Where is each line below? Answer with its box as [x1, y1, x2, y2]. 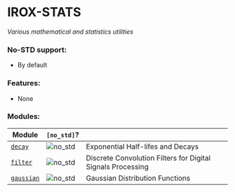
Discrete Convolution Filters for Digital [85, 153, 211, 163]
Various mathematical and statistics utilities [7, 27, 134, 36]
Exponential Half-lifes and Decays [85, 142, 199, 151]
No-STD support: [7, 45, 67, 55]
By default [17, 61, 48, 69]
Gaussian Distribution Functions [85, 173, 191, 183]
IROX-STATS [7, 4, 82, 20]
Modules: [7, 111, 41, 121]
